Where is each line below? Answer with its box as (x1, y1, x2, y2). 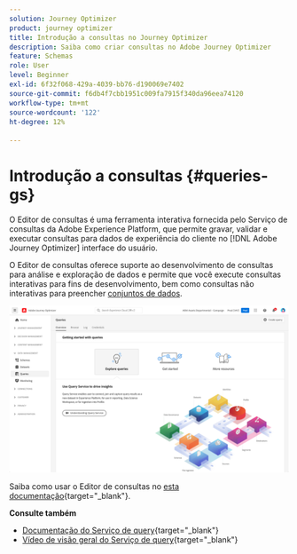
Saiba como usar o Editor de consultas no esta (9, 481, 180, 492)
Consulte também (9, 508, 77, 518)
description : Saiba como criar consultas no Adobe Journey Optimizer (9, 43, 272, 51)
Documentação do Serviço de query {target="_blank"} (21, 525, 220, 536)
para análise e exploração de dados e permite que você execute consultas (9, 269, 282, 280)
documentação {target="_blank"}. (9, 491, 131, 502)
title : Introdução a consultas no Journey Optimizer (9, 33, 208, 42)
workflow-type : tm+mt (9, 99, 90, 107)
